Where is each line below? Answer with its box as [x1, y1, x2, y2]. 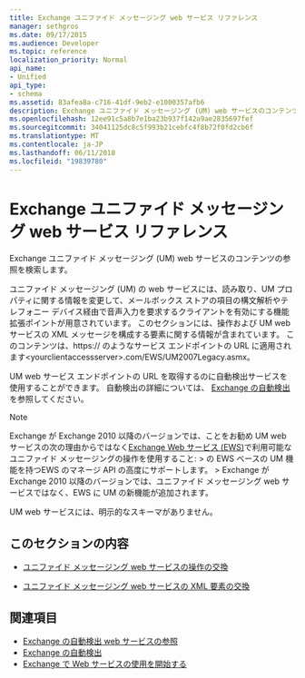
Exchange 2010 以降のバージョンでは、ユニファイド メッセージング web [9, 476, 280, 486]
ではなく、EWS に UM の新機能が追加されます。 [33, 487, 213, 498]
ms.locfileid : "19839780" [9, 156, 107, 166]
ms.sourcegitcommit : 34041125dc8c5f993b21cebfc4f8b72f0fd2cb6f [9, 123, 254, 133]
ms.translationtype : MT [9, 132, 100, 141]
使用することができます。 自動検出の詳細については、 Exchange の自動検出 [9, 382, 290, 393]
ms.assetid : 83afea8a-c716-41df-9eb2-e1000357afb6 [9, 97, 205, 107]
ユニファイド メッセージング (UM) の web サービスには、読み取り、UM [9, 283, 275, 295]
